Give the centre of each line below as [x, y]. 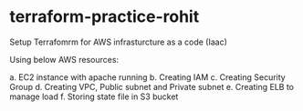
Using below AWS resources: [64, 59]
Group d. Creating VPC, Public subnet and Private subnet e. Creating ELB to [152, 86]
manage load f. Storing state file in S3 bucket [94, 96]
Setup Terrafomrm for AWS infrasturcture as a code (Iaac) [119, 42]
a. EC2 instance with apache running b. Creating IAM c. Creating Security [147, 77]
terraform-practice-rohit [104, 17]
